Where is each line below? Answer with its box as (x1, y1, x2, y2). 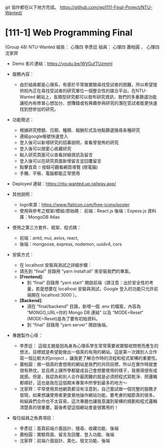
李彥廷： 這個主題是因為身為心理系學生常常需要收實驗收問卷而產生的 (19, 343, 159, 348)
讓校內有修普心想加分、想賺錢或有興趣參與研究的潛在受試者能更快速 (19, 100, 158, 106)
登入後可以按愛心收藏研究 (19, 145, 72, 151)
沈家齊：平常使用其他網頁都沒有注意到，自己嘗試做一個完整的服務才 (19, 386, 158, 392)
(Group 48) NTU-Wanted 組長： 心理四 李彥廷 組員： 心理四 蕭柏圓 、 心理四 (5, 44, 160, 50)
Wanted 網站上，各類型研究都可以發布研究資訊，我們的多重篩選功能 (19, 94, 157, 100)
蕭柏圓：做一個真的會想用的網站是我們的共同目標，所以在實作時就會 (19, 361, 158, 367)
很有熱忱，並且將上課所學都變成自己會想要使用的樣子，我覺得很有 (19, 367, 153, 373)
